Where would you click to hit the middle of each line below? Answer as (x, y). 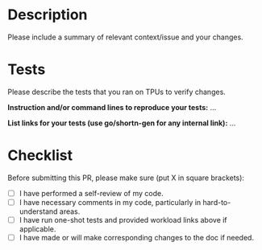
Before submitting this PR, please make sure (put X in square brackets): (126, 178)
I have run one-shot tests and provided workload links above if (123, 219)
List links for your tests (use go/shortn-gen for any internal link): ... (122, 123)
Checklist (40, 156)
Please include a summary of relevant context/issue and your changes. (125, 37)
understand (38, 211)
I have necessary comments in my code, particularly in (110, 202)
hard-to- (217, 202)
